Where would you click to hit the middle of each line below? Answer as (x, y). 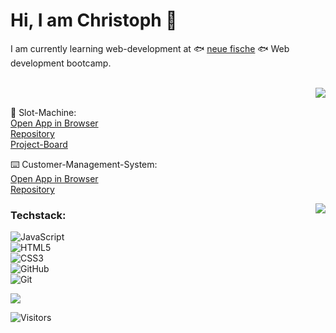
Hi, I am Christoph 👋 (94, 20)
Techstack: (38, 215)
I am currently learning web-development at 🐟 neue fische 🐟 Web (150, 48)
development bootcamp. (61, 63)
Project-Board (39, 144)
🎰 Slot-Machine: (43, 112)
